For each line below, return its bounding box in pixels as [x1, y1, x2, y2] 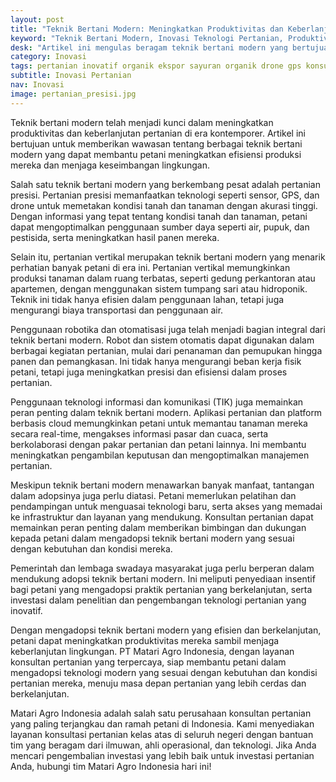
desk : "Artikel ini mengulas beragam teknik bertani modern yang [10, 42, 288, 53]
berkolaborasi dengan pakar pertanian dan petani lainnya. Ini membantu [10, 438, 307, 450]
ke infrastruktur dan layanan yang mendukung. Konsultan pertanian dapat [10, 511, 314, 523]
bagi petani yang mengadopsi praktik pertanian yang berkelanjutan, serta [10, 583, 313, 595]
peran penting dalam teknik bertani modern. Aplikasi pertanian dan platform [10, 406, 323, 418]
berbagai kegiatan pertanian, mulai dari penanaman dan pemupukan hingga [10, 344, 323, 356]
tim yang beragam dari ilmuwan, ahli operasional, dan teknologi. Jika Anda [10, 739, 317, 751]
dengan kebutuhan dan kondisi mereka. [10, 542, 173, 555]
